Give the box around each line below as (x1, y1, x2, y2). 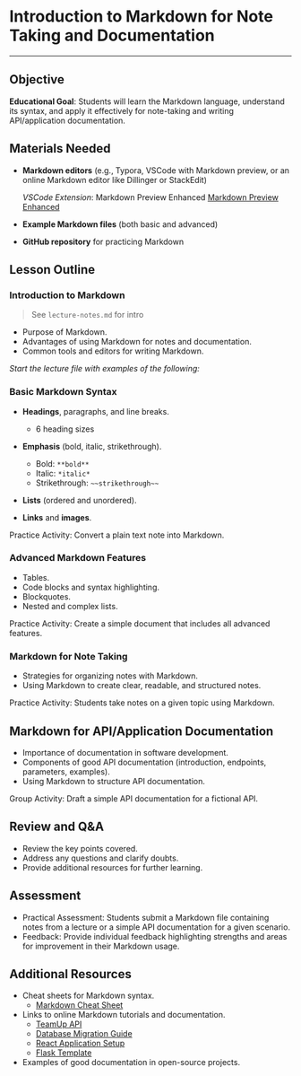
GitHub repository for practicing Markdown (21, 236, 185, 247)
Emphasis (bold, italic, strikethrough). (21, 441, 162, 451)
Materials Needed (9, 141, 111, 156)
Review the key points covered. (21, 843, 139, 853)
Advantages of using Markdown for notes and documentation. (21, 337, 253, 347)
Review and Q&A (9, 819, 105, 835)
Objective (9, 72, 65, 87)
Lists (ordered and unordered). (21, 494, 137, 505)
